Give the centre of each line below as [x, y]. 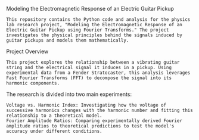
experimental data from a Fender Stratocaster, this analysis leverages [98, 73]
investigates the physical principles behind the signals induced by [94, 35]
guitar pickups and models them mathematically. [68, 41]
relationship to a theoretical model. [54, 116]
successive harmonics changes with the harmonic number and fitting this [100, 110]
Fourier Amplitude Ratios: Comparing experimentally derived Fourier [94, 121]
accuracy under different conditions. [54, 131]
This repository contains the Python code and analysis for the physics [98, 20]
